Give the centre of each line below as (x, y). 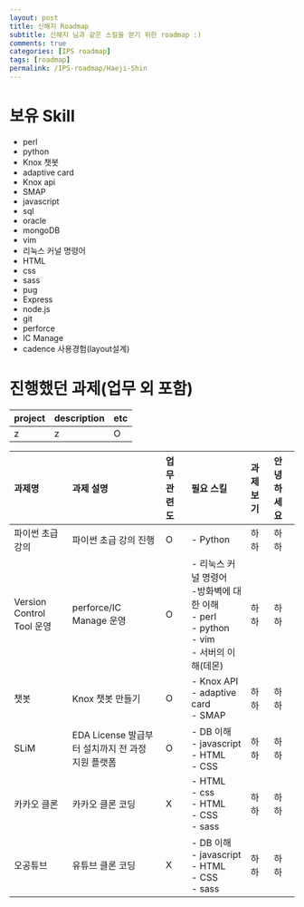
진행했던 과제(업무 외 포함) (101, 389)
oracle (34, 220)
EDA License (99, 735)
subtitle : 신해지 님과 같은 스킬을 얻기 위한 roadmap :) (105, 34)
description (80, 418)
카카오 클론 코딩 (104, 804)
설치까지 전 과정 (114, 748)
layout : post (34, 18)
